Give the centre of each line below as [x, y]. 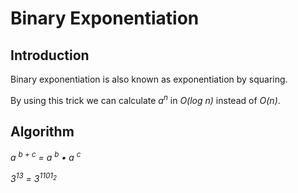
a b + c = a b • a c [46, 157]
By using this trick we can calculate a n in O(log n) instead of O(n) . [145, 99]
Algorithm [42, 132]
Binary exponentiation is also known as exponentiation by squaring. [149, 79]
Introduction [50, 55]
